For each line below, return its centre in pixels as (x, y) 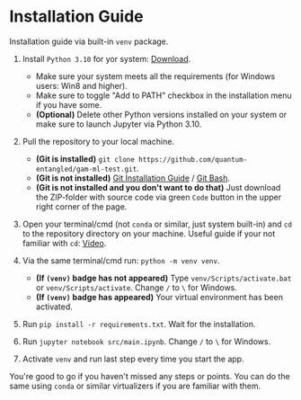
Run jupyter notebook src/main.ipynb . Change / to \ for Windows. (146, 341)
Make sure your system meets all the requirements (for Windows (155, 76)
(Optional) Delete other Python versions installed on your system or (161, 114)
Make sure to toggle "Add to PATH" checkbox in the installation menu (164, 95)
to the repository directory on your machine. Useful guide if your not (149, 233)
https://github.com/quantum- (193, 159)
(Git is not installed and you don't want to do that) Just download (158, 187)
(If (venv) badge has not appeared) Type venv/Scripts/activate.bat (164, 278)
